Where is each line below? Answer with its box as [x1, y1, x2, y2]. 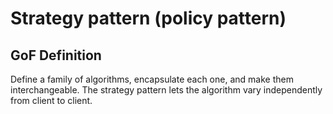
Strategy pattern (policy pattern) [10, 7, 287, 30]
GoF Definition [10, 47, 102, 64]
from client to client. [10, 95, 93, 106]
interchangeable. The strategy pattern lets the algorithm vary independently [10, 84, 323, 96]
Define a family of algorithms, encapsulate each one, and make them [10, 73, 294, 85]
